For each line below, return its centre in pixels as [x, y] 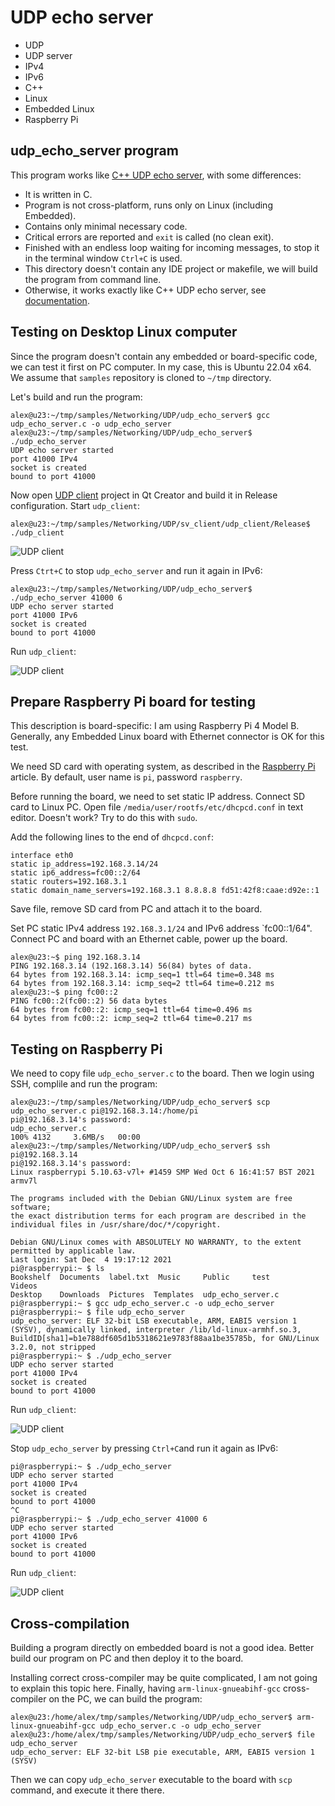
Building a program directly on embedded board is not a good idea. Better [162, 1647]
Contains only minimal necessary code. [106, 226]
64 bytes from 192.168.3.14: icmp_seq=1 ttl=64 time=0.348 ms [142, 975]
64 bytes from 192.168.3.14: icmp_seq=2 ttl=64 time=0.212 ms [142, 984]
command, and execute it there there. [87, 1790]
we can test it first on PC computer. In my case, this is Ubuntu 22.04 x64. [161, 367]
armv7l [24, 1181]
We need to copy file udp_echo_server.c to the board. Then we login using [162, 1073]
